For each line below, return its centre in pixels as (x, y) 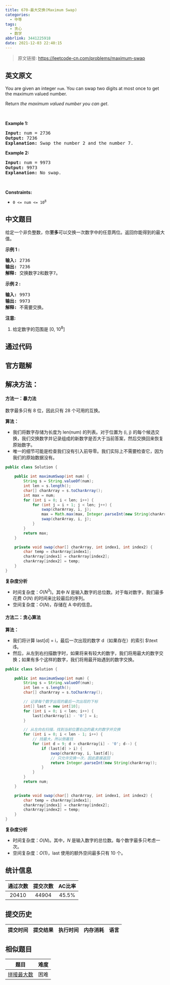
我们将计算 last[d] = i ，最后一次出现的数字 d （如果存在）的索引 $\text (85, 640)
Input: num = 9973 (28, 162)
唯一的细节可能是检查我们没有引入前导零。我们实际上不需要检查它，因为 (88, 451)
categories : (18, 15)
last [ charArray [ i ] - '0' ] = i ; (65, 716)
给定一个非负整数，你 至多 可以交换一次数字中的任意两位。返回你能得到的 (80, 232)
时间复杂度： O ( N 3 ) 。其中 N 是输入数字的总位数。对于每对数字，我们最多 (88, 592)
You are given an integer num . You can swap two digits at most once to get (82, 88)
